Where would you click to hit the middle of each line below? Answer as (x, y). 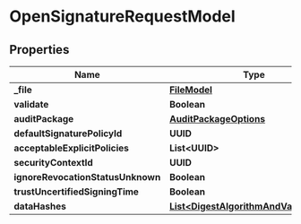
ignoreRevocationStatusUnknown (87, 177)
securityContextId (54, 163)
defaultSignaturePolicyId (68, 134)
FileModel (191, 90)
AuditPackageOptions (217, 119)
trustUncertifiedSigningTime (76, 192)
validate (31, 104)
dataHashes (40, 206)
